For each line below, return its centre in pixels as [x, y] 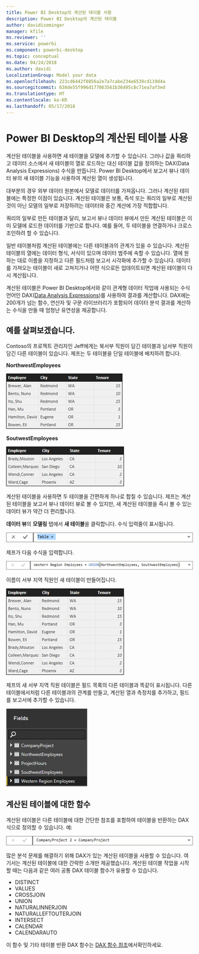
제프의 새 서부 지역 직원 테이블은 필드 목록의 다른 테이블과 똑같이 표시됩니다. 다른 [99, 685]
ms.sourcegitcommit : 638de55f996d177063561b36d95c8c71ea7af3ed [86, 88]
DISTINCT [27, 882]
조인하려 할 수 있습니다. [33, 233]
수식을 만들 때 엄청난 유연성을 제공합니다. [60, 310]
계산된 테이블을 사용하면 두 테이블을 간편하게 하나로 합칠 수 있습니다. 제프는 [93, 496]
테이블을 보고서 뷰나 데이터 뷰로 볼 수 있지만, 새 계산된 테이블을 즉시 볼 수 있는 [102, 503]
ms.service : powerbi [32, 44]
